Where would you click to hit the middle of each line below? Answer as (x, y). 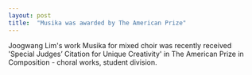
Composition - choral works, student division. (83, 62)
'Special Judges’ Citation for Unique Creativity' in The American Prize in (126, 54)
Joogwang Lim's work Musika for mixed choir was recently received (120, 45)
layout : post (30, 15)
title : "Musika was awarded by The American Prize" (97, 23)
